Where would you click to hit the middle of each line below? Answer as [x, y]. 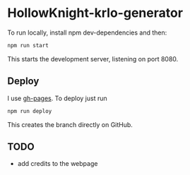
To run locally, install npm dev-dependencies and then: [87, 32]
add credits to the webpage [58, 164]
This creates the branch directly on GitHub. [70, 124]
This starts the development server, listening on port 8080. [93, 59]
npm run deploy [30, 111]
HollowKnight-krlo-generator [95, 13]
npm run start [28, 45]
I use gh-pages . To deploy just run [57, 98]
